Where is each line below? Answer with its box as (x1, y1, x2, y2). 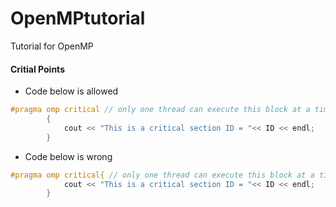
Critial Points (10, 63, 65, 75)
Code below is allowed (24, 85, 119, 97)
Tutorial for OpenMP (10, 40, 94, 52)
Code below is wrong (24, 150, 113, 162)
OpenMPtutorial (10, 7, 146, 30)
